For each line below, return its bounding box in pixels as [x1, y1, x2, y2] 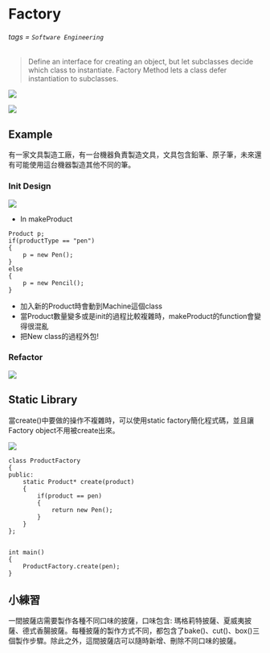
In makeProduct [19, 214, 73, 224]
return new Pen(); [51, 506, 113, 514]
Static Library [8, 393, 78, 407]
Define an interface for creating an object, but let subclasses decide [27, 57, 254, 67]
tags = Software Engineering [8, 31, 104, 41]
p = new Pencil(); [22, 279, 84, 287]
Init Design [8, 180, 51, 192]
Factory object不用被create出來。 [8, 425, 120, 435]
